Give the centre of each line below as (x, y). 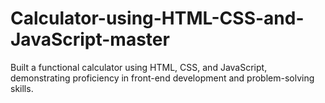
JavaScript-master (90, 39)
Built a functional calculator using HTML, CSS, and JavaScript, (139, 67)
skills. (22, 88)
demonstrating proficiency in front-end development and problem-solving (162, 78)
